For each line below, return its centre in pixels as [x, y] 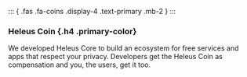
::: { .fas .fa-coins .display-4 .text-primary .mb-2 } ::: [92, 11]
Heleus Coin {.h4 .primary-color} [73, 31]
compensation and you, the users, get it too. [80, 65]
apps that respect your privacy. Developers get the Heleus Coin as [116, 57]
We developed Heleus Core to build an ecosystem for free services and [123, 48]
